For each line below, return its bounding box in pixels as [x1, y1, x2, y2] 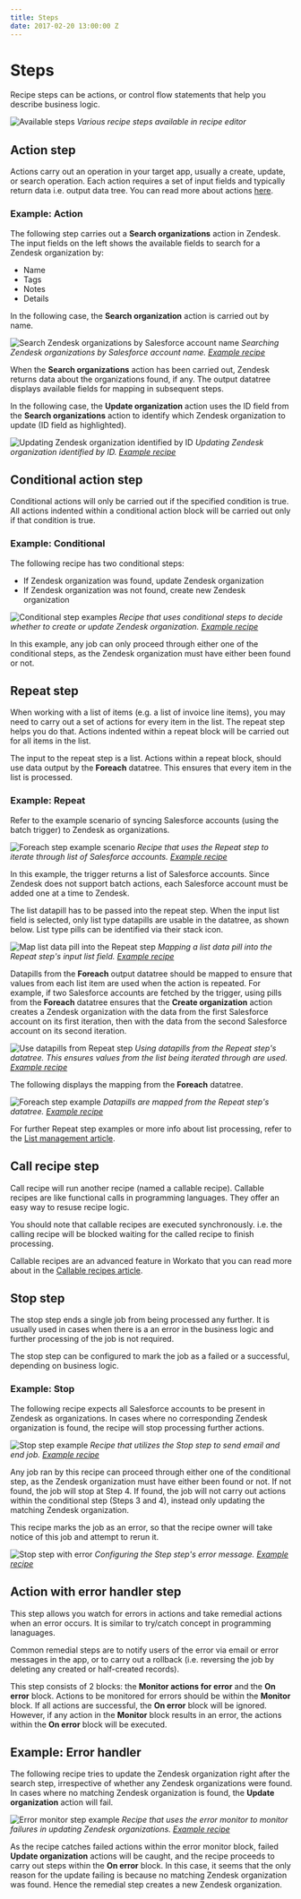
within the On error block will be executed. [10, 1719, 168, 1730]
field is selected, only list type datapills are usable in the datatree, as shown [10, 915, 289, 925]
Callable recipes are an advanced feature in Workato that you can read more [10, 1255, 292, 1266]
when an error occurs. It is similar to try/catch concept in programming [10, 1618, 271, 1628]
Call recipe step [10, 1159, 99, 1174]
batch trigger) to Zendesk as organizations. [10, 824, 170, 835]
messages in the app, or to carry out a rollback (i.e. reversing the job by [10, 1654, 274, 1664]
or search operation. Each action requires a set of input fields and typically [10, 176, 286, 186]
